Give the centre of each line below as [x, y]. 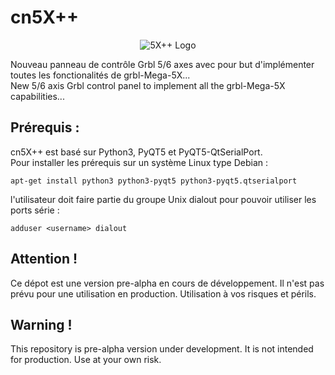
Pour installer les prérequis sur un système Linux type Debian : [139, 162]
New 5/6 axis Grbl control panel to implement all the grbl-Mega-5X [148, 85]
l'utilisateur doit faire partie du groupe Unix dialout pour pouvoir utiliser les [163, 199]
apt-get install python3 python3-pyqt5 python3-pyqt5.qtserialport [154, 181]
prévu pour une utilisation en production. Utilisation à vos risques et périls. [163, 293]
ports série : [35, 210]
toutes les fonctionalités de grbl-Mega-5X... [100, 75]
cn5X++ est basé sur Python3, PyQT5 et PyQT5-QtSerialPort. [136, 152]
